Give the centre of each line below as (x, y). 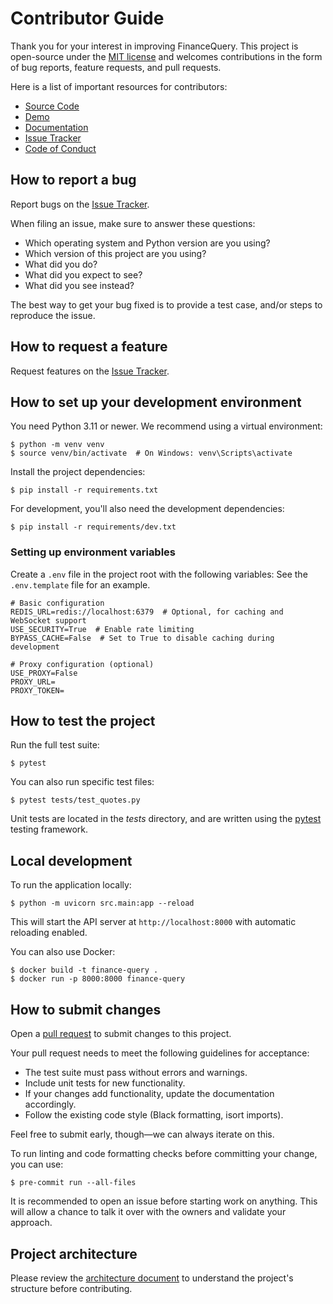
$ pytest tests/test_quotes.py (75, 800)
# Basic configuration (57, 603)
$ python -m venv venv (57, 445)
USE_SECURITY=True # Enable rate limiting (102, 629)
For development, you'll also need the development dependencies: (147, 509)
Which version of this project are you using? (115, 253)
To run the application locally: (71, 885)
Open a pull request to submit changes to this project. (121, 1034)
